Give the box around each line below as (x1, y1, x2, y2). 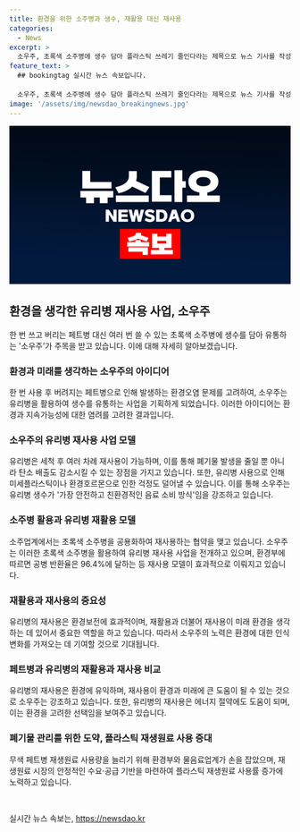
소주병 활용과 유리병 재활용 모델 (9, 514, 137, 527)
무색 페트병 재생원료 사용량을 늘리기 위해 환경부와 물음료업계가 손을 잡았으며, (9, 754, 277, 765)
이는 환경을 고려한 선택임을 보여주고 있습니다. (9, 708, 167, 718)
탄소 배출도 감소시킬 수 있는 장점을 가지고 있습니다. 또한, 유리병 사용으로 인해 (18, 467, 286, 478)
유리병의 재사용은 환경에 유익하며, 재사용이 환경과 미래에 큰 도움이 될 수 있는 (9, 685, 274, 696)
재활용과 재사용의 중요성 (9, 594, 107, 607)
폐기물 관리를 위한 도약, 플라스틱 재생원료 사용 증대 (9, 732, 212, 744)
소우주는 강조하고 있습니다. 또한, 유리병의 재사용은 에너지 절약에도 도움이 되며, (18, 696, 290, 707)
